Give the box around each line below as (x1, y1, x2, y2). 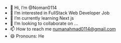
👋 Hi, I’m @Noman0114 (10, 5, 57, 10)
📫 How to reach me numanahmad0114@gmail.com (10, 26, 116, 32)
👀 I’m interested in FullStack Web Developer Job (10, 10, 109, 16)
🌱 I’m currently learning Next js (10, 15, 74, 21)
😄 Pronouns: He (10, 33, 44, 39)
